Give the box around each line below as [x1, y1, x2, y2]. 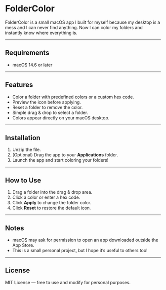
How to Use [5, 176, 41, 184]
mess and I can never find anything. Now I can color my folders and [5, 24, 143, 30]
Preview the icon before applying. [12, 99, 81, 105]
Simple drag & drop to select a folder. [12, 109, 88, 115]
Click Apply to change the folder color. [12, 200, 91, 206]
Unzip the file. [12, 146, 41, 153]
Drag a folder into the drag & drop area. [12, 189, 93, 195]
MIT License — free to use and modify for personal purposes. [5, 279, 131, 285]
